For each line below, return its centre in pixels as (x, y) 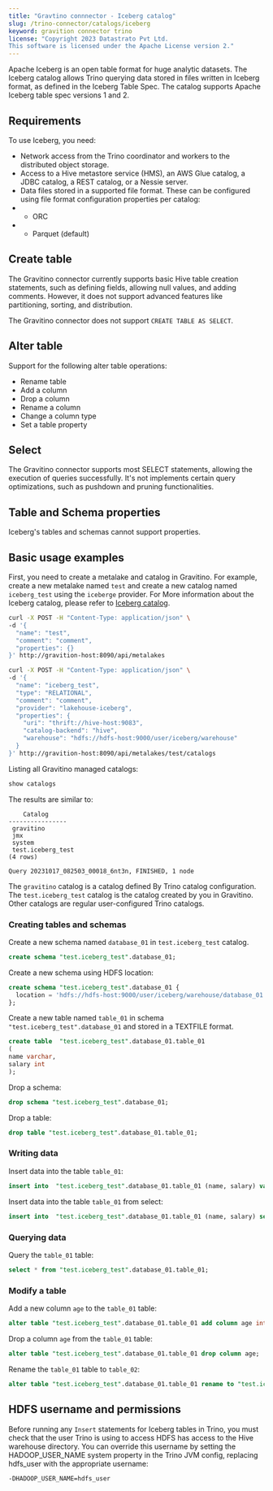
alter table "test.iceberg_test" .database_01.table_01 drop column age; (134, 1354)
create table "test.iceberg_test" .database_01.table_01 (107, 1042)
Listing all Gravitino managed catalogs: (74, 769)
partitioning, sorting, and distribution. (70, 305)
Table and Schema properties (84, 512)
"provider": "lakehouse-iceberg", (74, 708)
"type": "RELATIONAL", (54, 693)
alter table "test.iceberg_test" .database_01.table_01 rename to (121, 1384)
